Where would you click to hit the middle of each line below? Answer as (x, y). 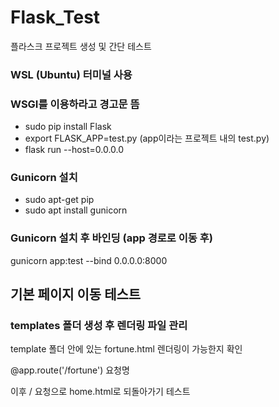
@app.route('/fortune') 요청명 (70, 370)
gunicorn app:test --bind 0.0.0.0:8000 (89, 260)
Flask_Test (55, 17)
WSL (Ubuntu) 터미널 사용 (71, 74)
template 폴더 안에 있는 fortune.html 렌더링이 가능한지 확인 (126, 349)
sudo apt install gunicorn (76, 210)
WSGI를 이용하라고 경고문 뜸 (75, 104)
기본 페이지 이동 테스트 (76, 294)
